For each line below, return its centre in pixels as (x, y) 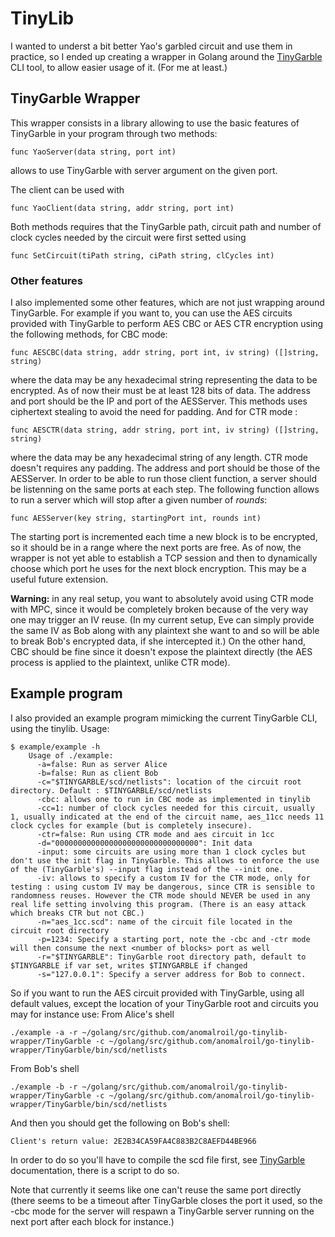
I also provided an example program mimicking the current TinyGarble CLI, (164, 718)
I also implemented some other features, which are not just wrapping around (167, 303)
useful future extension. (59, 579)
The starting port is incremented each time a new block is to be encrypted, (164, 537)
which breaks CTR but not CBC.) (77, 913)
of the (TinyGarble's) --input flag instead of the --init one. (147, 869)
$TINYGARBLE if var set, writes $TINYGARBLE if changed (129, 965)
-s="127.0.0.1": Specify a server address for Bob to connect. (171, 974)
